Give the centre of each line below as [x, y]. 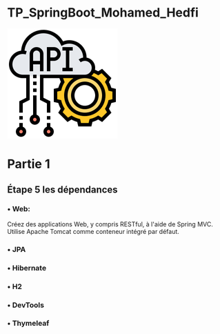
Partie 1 [29, 164]
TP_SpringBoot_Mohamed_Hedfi [103, 13]
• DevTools [26, 305]
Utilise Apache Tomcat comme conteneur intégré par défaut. [93, 231]
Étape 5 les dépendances [63, 189]
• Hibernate [27, 268]
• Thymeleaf [28, 324]
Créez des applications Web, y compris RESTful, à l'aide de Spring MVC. [110, 224]
